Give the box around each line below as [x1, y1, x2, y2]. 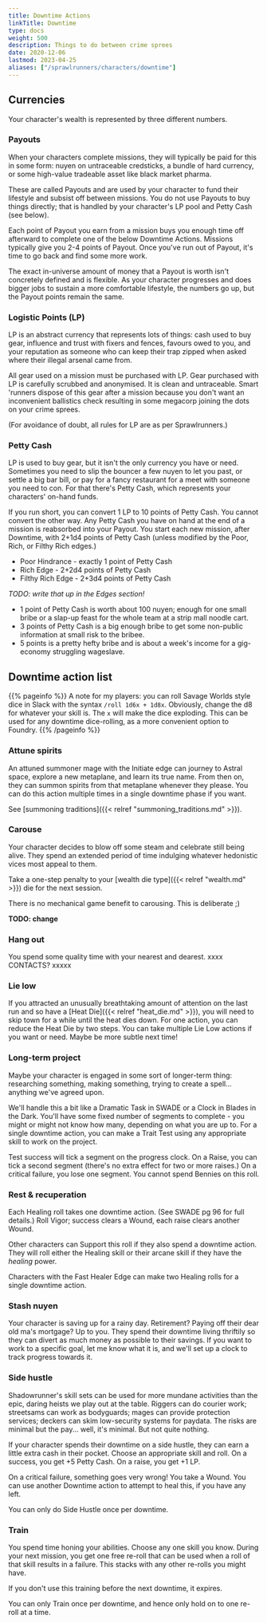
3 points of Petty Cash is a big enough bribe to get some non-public [19, 621, 243, 631]
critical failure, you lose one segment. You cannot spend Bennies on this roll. [8, 1169, 260, 1179]
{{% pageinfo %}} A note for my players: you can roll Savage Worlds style [8, 691, 251, 701]
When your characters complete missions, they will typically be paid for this [8, 152, 257, 162]
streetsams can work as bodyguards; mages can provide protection [8, 1407, 231, 1416]
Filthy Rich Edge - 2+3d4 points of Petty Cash [19, 573, 171, 583]
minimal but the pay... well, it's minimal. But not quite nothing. [8, 1424, 210, 1434]
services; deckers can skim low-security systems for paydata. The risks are [8, 1416, 257, 1425]
